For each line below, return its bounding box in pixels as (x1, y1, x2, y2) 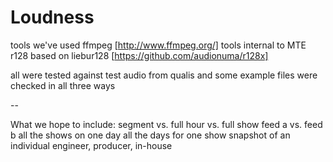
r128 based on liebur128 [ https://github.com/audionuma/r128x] (10, 49, 269, 61)
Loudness (10, 6, 95, 29)
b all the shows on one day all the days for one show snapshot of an (10, 129, 291, 141)
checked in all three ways (10, 79, 116, 91)
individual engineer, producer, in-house (10, 139, 173, 151)
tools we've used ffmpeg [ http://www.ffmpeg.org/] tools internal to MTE (10, 39, 307, 51)
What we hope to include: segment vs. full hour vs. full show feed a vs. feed (10, 118, 323, 130)
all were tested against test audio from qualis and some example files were (10, 69, 318, 81)
